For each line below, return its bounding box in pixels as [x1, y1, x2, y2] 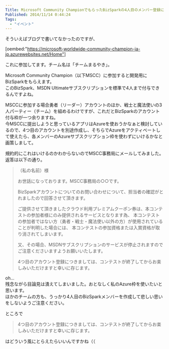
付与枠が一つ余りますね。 [5, 114, 58, 121]
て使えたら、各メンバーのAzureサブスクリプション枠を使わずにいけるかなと [5, 133, 163, 139]
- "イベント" [10, 21, 34, 27]
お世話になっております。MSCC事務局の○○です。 [17, 178, 122, 184]
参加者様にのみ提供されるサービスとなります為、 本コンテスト [31, 212, 160, 218]
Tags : [5, 17, 17, 22]
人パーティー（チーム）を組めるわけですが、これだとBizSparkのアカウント [5, 108, 160, 114]
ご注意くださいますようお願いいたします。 [17, 248, 106, 254]
